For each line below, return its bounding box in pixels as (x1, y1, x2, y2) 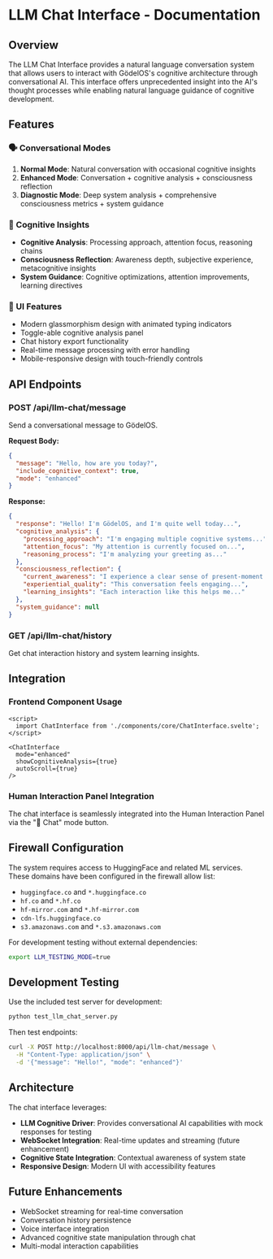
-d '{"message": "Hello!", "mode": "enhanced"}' (15, 1058, 184, 1066)
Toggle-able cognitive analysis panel (19, 328, 144, 338)
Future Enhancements (8, 1185, 123, 1199)
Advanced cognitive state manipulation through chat (19, 1232, 196, 1242)
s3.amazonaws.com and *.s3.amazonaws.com (19, 921, 161, 931)
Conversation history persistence (19, 1215, 132, 1225)
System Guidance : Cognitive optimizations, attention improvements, (19, 271, 250, 281)
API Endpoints (8, 377, 82, 391)
